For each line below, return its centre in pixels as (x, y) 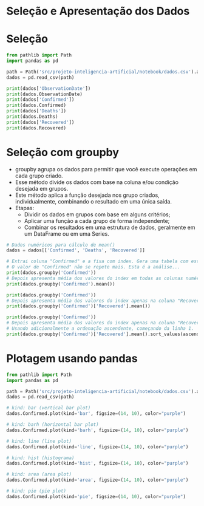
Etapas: (25, 208)
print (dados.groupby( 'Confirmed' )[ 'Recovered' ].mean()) (78, 306)
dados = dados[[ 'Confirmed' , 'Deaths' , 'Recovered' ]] (76, 250)
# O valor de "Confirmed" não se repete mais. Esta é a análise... (93, 267)
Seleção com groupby (63, 152)
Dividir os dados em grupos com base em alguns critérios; (97, 214)
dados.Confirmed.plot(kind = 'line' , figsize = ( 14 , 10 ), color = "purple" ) (97, 447)
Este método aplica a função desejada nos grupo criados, (87, 195)
